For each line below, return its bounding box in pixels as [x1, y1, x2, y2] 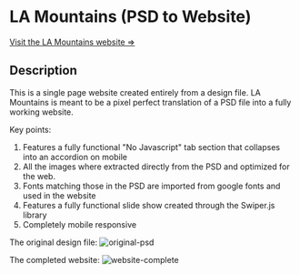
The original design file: [9, 237, 98, 248]
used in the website [22, 189, 97, 201]
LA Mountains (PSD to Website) [9, 6, 252, 27]
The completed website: [9, 254, 100, 265]
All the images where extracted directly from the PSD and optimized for [22, 161, 290, 172]
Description [9, 63, 77, 78]
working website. [9, 107, 75, 117]
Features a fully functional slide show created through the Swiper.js [22, 199, 275, 210]
